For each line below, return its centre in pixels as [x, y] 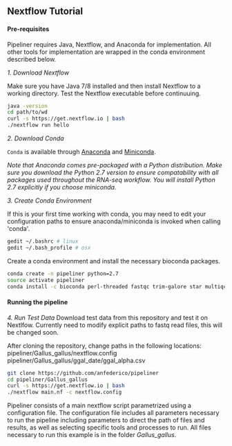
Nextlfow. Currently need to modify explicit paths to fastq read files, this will [115, 325]
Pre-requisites [28, 29]
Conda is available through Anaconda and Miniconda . [82, 152]
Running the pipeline [37, 302]
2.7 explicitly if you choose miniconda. [62, 187]
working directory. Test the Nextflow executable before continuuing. [104, 93]
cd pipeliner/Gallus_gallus [48, 380]
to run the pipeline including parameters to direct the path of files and [106, 420]
